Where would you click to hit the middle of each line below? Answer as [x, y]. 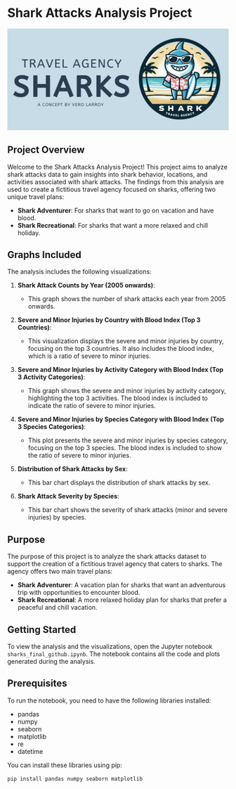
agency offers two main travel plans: [60, 572]
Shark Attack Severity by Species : [68, 496]
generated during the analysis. [52, 662]
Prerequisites [37, 684]
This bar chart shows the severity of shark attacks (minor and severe [128, 510]
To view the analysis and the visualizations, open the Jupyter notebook [110, 647]
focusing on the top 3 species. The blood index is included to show [125, 448]
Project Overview [46, 150]
